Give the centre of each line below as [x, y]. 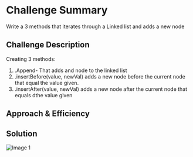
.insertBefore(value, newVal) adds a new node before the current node [100, 76]
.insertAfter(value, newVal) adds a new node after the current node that [101, 89]
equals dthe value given [43, 95]
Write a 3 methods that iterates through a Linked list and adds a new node [95, 26]
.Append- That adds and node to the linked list [71, 70]
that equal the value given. [47, 83]
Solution [22, 133]
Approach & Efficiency [48, 114]
